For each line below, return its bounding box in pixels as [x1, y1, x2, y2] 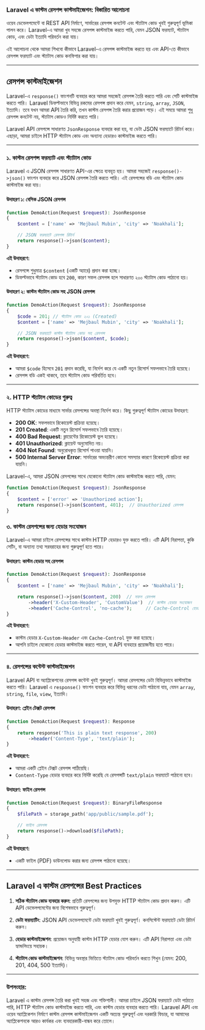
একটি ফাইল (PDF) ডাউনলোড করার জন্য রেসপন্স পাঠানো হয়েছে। [15, 857, 132, 864]
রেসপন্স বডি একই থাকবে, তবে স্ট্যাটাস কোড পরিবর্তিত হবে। [15, 371, 118, 379]
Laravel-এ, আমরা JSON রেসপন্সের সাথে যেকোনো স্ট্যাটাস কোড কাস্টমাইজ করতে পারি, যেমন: [6, 472, 176, 480]
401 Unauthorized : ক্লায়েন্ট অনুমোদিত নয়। [15, 440, 104, 447]
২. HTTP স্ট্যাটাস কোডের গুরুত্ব [6, 393, 72, 401]
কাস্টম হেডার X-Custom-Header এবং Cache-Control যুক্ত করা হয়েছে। [15, 634, 156, 641]
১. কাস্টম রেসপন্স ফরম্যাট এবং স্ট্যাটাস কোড [6, 154, 92, 162]
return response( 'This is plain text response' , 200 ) [17, 730, 157, 736]
